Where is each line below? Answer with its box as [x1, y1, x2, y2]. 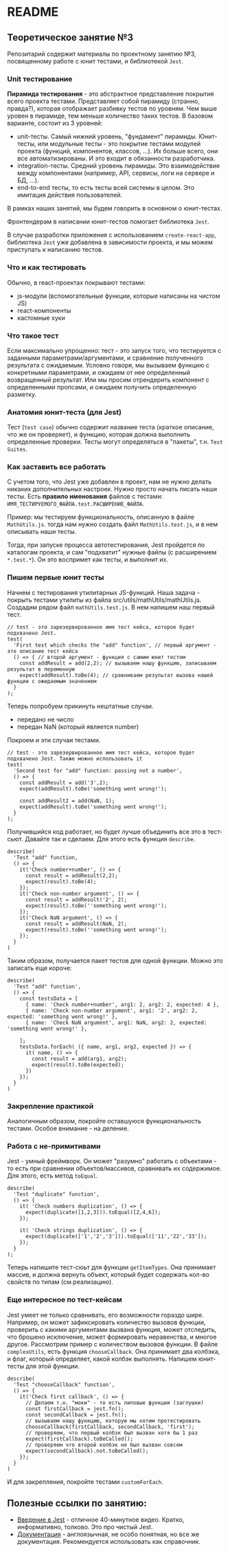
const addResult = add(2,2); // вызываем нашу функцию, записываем [19, 660, 216, 667]
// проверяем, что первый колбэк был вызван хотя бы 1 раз [25, 1429, 198, 1436]
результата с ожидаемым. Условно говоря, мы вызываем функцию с [7, 360, 210, 369]
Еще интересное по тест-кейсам [7, 1295, 122, 1304]
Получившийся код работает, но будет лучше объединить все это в [7, 827, 207, 836]
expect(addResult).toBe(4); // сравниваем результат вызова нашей [19, 671, 214, 678]
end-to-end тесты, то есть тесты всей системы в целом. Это [16, 184, 194, 192]
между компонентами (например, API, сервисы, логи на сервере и [16, 169, 215, 177]
